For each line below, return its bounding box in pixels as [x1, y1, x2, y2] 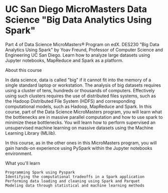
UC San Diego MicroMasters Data [5, 4, 147, 15]
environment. [5, 150, 33, 156]
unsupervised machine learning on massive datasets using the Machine [5, 124, 153, 131]
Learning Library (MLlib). [5, 130, 57, 136]
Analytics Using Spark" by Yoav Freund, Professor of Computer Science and [5, 47, 163, 53]
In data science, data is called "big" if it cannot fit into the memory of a [5, 77, 151, 83]
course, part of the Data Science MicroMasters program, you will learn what [5, 109, 162, 115]
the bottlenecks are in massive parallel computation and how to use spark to [5, 114, 163, 120]
